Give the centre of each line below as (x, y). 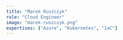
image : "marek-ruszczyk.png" (42, 22)
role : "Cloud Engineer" (35, 17)
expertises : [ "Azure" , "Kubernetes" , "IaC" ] (62, 28)
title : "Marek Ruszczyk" (37, 11)
